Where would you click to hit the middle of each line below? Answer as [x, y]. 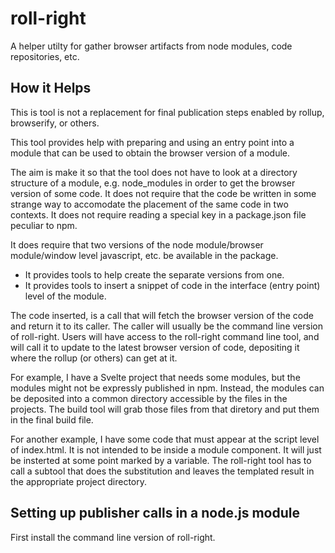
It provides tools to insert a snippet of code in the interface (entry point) [172, 285]
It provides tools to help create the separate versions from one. [154, 274]
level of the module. [65, 296]
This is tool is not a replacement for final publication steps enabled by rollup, [167, 112]
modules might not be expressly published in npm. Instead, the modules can [167, 388]
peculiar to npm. [44, 225]
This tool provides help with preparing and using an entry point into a [152, 142]
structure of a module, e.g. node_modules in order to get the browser [153, 183]
